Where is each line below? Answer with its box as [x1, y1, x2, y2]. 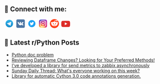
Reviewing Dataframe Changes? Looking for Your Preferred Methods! [11, 57, 155, 63]
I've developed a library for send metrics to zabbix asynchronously [11, 62, 150, 68]
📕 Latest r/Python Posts [4, 38, 80, 47]
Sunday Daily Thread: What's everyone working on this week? [11, 67, 140, 73]
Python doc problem [11, 51, 54, 57]
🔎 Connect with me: [4, 5, 67, 13]
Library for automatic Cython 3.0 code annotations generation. [11, 73, 141, 79]
